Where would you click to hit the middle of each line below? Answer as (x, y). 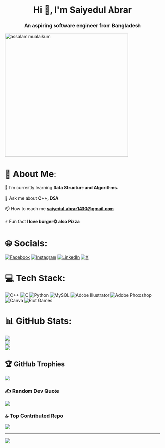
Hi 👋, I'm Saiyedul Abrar (82, 10)
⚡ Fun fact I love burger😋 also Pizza (42, 222)
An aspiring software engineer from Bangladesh (82, 26)
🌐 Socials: (26, 243)
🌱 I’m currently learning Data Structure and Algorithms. (62, 188)
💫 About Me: (31, 174)
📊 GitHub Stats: (39, 321)
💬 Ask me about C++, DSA (32, 198)
